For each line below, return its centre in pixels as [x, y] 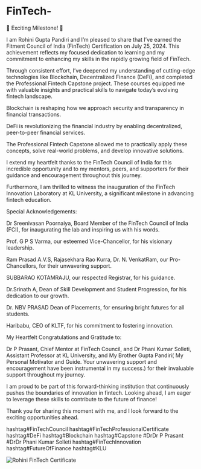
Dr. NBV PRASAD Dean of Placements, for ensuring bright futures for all [95, 307]
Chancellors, [22, 266]
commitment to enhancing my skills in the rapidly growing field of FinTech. [99, 59]
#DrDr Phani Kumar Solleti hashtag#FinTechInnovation [74, 442]
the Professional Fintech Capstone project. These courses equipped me [96, 83]
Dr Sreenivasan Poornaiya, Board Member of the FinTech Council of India [97, 223]
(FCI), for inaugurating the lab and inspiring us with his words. [83, 229]
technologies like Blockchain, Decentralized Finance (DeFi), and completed [100, 77]
